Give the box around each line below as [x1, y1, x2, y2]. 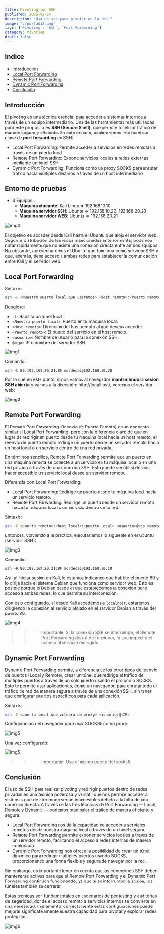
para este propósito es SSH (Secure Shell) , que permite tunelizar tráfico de [5, 124, 157, 130]
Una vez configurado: [5, 740, 49, 746]
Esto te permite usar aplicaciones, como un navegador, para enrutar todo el [5, 683, 157, 689]
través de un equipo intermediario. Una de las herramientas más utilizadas [5, 119, 155, 125]
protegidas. [5, 914, 28, 920]
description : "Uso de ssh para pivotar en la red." [5, 16, 112, 21]
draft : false [5, 35, 32, 40]
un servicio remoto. [12, 494, 52, 500]
